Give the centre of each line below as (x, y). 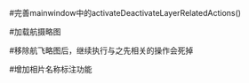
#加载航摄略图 (35, 32)
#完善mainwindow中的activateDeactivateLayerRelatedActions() (125, 13)
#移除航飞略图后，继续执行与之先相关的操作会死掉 (101, 50)
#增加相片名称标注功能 (51, 69)
